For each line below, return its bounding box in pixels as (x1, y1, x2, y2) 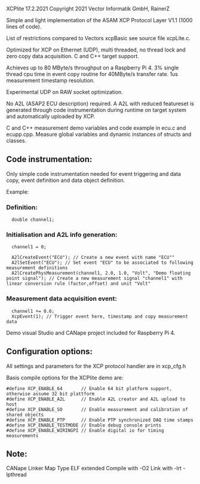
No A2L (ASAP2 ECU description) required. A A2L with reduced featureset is (6, 100, 194, 107)
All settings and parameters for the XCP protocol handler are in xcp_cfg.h (6, 362, 186, 370)
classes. (6, 137, 27, 144)
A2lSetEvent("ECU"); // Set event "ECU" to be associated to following (11, 260, 194, 266)
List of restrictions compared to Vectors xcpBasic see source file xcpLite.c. (6, 35, 191, 41)
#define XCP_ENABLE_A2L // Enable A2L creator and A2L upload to (6, 396, 186, 402)
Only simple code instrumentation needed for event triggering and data (6, 170, 181, 177)
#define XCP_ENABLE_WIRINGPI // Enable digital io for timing (6, 427, 164, 433)
